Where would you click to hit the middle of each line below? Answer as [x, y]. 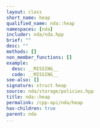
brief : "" [19, 40]
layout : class [24, 12]
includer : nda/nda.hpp [35, 35]
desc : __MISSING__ [35, 69]
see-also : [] [23, 80]
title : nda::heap [28, 97]
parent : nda [21, 114]
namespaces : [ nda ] [30, 29]
